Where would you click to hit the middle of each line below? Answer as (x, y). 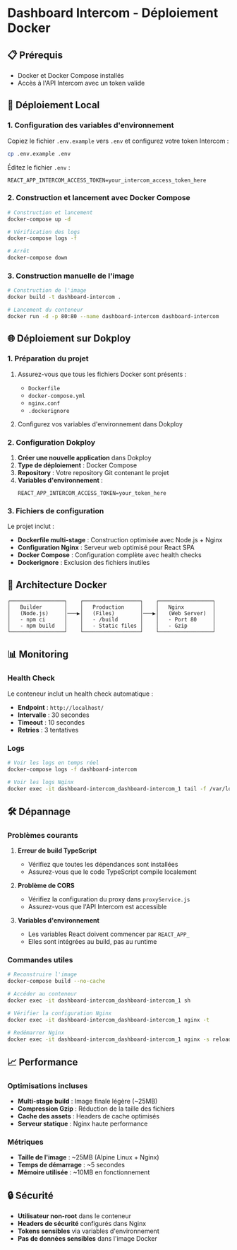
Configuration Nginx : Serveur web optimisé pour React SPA (106, 548)
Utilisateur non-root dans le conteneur (74, 1216)
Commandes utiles (40, 960)
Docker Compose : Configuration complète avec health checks (110, 555)
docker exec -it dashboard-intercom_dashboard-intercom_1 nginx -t (109, 1020)
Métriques (25, 1142)
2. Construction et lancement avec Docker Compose (99, 198)
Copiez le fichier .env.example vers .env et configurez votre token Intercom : (118, 141)
